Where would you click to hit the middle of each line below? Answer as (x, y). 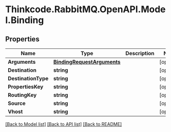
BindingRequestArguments (87, 62)
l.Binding (25, 20)
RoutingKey (22, 95)
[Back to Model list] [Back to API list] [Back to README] (64, 124)
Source (17, 103)
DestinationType (28, 78)
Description (140, 53)
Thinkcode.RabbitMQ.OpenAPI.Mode (85, 9)
